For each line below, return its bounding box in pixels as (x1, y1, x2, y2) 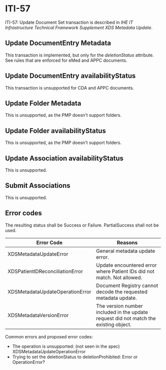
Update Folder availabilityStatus (5, 127, 106, 135)
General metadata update (96, 247, 156, 254)
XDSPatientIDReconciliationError (7, 268, 83, 275)
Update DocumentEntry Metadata (5, 39, 111, 47)
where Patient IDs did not (96, 268, 155, 275)
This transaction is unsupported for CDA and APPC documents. (5, 85, 134, 91)
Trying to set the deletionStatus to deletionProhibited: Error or (12, 354, 138, 360)
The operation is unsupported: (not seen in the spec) (12, 343, 120, 349)
